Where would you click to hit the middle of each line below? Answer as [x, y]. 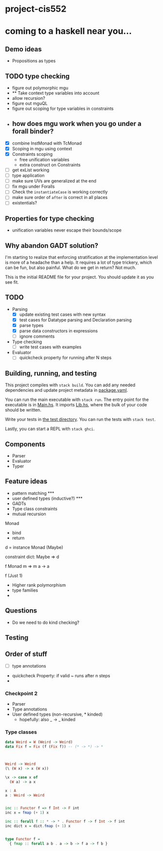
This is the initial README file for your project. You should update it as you [80, 277]
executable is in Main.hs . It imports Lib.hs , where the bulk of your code [76, 405]
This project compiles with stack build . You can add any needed [70, 385]
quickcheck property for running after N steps [65, 358]
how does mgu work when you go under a [77, 124]
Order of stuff [26, 654]
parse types [31, 325]
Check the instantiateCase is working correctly [60, 192]
